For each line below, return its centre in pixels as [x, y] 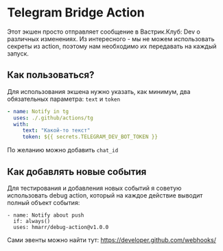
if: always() [32, 221]
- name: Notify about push [46, 215]
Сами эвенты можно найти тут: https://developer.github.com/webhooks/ [111, 240]
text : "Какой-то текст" [56, 131]
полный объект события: [44, 202]
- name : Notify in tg [38, 111]
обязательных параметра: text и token [64, 99]
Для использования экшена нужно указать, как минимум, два [99, 91]
